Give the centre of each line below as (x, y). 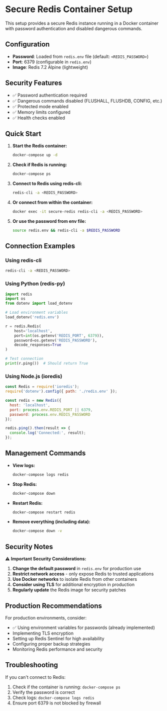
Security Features (34, 83)
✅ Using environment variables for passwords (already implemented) (83, 628)
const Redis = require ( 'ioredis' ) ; (42, 387)
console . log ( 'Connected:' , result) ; (48, 433)
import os (15, 299)
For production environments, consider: (46, 617)
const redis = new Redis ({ (33, 401)
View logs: (24, 465)
